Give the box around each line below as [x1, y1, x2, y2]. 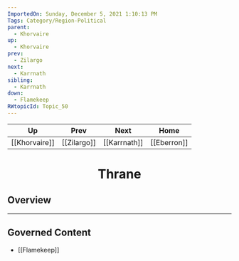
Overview [7, 194, 52, 206]
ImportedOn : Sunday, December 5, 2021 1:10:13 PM [7, 10, 158, 18]
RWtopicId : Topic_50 [7, 103, 69, 110]
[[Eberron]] [150, 137, 188, 147]
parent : [7, 23, 31, 31]
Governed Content [7, 227, 91, 239]
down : [7, 90, 23, 97]
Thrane [97, 166, 142, 182]
